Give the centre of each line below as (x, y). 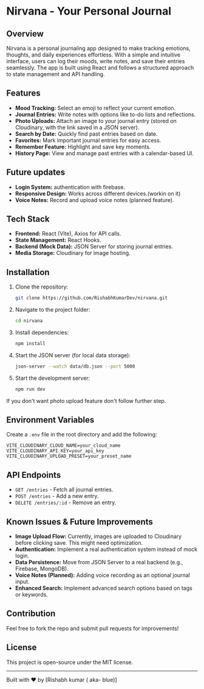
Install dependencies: (42, 332)
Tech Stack (28, 219)
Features (23, 93)
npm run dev (30, 389)
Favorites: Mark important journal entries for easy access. (88, 140)
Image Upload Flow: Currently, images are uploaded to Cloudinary (98, 536)
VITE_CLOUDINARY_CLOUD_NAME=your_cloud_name (63, 446)
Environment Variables (50, 420)
